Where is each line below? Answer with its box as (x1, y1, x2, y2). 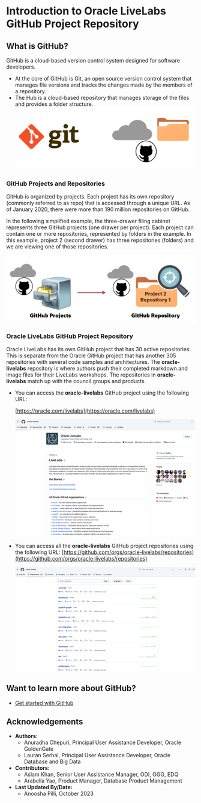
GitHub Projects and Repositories (6, 179, 105, 188)
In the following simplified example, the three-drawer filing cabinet (6, 218, 171, 225)
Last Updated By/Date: (14, 784, 73, 791)
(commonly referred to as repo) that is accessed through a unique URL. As (6, 200, 190, 207)
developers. (6, 63, 36, 70)
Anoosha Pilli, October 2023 (23, 790, 94, 798)
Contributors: (14, 765, 50, 772)
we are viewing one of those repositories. (6, 243, 109, 250)
